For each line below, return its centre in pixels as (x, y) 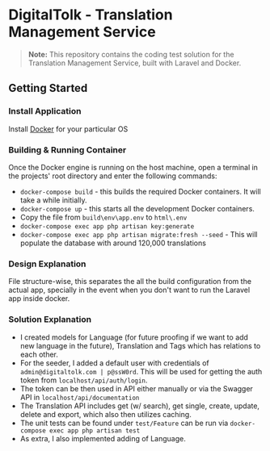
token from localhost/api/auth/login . (84, 380)
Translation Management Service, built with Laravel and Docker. (135, 63)
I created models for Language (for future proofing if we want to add (134, 337)
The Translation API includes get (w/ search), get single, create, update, (140, 406)
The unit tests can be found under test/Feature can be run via (124, 423)
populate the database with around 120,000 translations (113, 243)
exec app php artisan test (95, 430)
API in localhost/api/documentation (80, 397)
